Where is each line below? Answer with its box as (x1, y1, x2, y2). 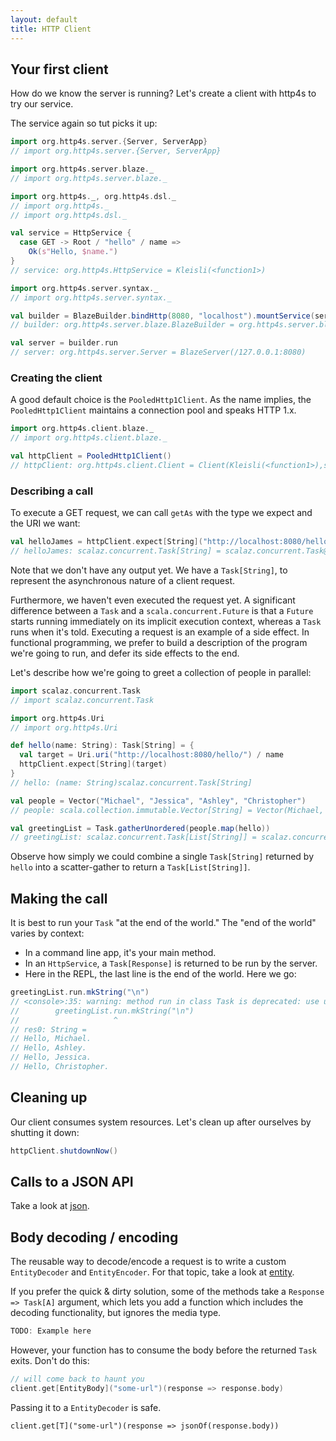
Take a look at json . (10, 1200, 90, 1212)
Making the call (10, 890, 108, 907)
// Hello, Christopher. (10, 1062, 110, 1072)
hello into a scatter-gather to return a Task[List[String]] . (10, 861, 251, 873)
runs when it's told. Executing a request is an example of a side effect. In (10, 626, 310, 638)
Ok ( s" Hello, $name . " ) (28, 247, 118, 257)
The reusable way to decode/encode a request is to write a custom (10, 1256, 287, 1268)
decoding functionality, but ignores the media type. (10, 1307, 222, 1319)
